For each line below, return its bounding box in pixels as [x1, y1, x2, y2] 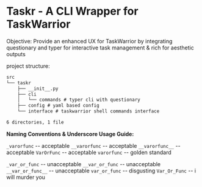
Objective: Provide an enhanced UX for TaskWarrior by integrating [6, 37, 173, 45]
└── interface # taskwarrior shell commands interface [17, 108, 160, 114]
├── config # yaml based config [17, 103, 99, 109]
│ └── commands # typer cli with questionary [17, 97, 140, 103]
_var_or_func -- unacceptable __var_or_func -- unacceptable [6, 160, 161, 167]
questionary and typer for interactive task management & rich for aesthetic [6, 44, 194, 51]
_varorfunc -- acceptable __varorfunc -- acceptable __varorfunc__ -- [6, 142, 181, 149]
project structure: [6, 62, 50, 70]
